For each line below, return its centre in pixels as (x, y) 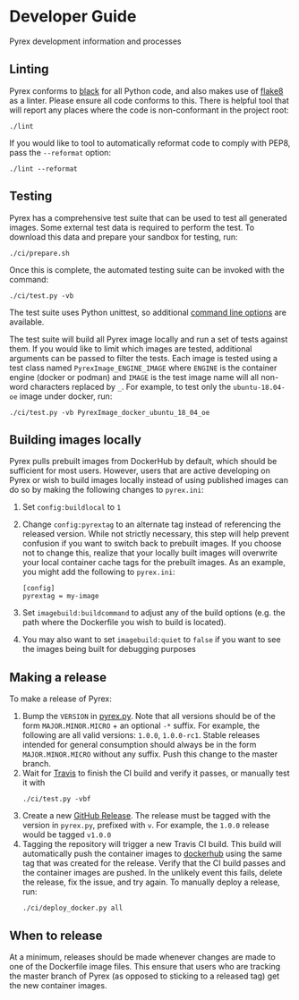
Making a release (58, 677)
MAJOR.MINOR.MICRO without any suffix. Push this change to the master (150, 754)
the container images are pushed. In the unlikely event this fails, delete (152, 873)
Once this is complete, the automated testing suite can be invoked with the (147, 269)
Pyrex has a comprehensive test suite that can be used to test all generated (149, 217)
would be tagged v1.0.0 (67, 835)
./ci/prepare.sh (39, 253)
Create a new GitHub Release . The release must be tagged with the (146, 816)
